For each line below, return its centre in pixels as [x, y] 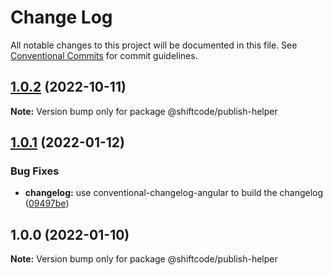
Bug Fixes [35, 171]
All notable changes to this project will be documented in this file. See [154, 45]
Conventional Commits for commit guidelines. [104, 55]
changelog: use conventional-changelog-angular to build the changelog [174, 193]
